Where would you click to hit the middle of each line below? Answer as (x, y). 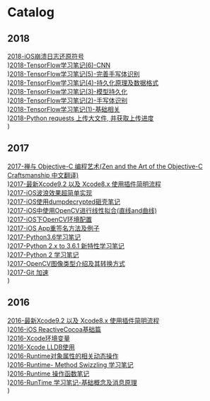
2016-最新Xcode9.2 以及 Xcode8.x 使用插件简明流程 (83, 320)
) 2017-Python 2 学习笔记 (43, 255)
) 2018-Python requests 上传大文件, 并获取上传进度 (81, 118)
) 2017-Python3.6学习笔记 (44, 237)
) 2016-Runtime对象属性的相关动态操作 (63, 356)
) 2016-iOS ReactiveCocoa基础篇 (54, 329)
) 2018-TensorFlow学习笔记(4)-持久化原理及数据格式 (83, 83)
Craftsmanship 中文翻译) (43, 175)
